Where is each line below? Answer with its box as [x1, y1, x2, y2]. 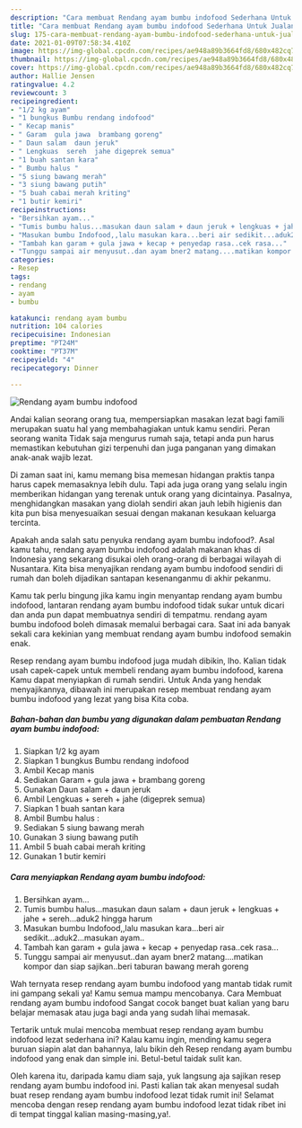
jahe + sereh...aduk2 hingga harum [22, 913, 153, 924]
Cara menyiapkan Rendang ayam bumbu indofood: [10, 872, 206, 883]
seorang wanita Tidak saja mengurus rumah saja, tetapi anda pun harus [10, 432, 274, 443]
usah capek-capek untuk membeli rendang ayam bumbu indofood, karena [10, 664, 284, 675]
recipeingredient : [10, 96, 79, 106]
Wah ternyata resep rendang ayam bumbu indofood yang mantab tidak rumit [10, 979, 293, 990]
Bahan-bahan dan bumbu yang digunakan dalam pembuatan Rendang [10, 714, 281, 724]
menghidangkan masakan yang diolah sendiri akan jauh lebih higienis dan [10, 498, 282, 509]
